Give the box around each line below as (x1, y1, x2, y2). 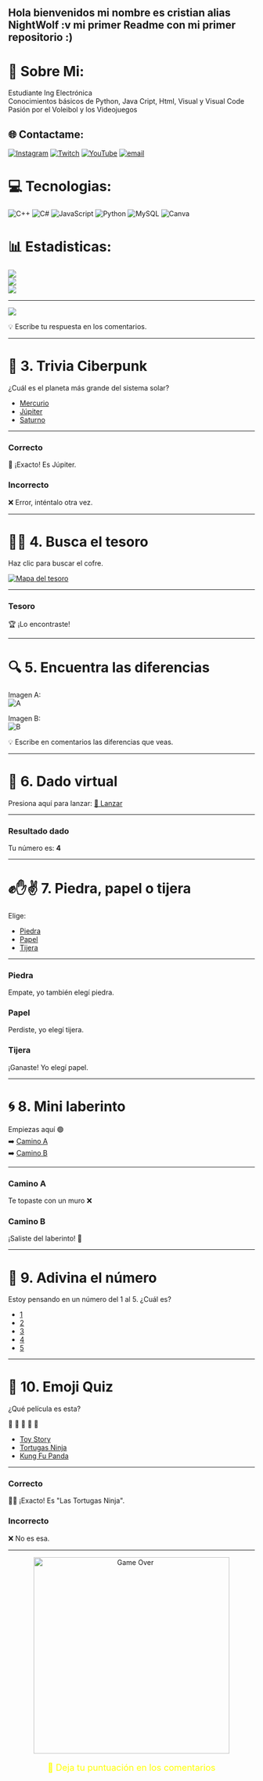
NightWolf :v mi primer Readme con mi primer (8, 19, 236, 32)
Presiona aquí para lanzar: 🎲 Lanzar (8, 798, 123, 808)
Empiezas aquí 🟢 (8, 1124, 64, 1134)
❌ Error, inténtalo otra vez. (8, 497, 93, 507)
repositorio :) (8, 31, 73, 44)
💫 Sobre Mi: (8, 62, 85, 80)
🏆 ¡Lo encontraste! (8, 619, 70, 628)
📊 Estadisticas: (8, 238, 112, 256)
